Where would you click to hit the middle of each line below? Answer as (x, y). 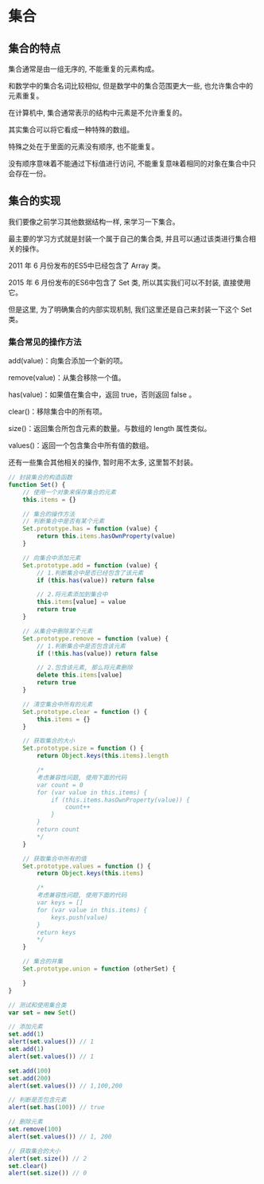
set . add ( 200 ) (30, 1078)
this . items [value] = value (82, 602)
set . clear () (28, 1166)
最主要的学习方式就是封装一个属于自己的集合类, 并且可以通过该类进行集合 (128, 238)
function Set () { (37, 484)
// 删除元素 (26, 1122)
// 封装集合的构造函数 (41, 478)
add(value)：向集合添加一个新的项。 (68, 361)
